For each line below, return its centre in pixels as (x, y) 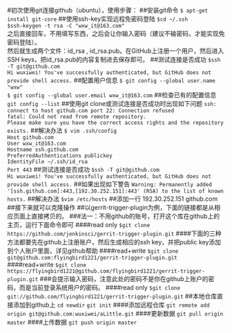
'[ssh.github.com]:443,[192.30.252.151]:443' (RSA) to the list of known (116, 191)
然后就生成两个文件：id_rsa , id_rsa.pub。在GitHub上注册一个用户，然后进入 (116, 51)
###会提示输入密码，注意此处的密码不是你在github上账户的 (124, 279)
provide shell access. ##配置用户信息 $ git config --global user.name (111, 80)
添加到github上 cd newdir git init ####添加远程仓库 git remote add (111, 305)
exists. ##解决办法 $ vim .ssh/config (62, 130)
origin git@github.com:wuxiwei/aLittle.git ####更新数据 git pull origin (115, 313)
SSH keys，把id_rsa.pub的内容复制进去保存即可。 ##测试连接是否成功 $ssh (114, 60)
